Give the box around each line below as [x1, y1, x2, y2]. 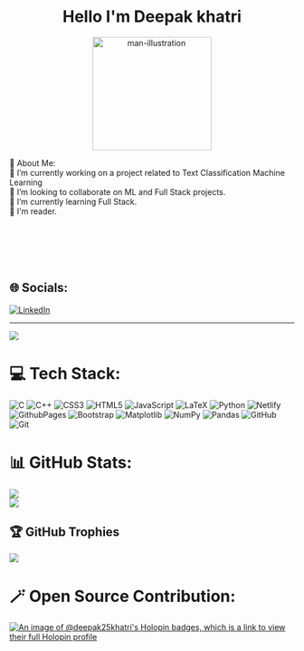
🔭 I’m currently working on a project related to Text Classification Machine [9, 167, 285, 178]
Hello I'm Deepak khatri [62, 6, 242, 27]
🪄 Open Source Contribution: [9, 586, 236, 607]
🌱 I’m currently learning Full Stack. [9, 196, 138, 207]
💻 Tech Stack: [9, 363, 121, 384]
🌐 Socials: [9, 280, 69, 296]
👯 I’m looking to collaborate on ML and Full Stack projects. [9, 186, 226, 197]
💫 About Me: [9, 157, 56, 169]
